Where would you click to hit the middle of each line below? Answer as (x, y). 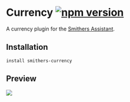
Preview (21, 79)
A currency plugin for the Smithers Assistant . (61, 29)
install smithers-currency (39, 61)
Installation (27, 47)
